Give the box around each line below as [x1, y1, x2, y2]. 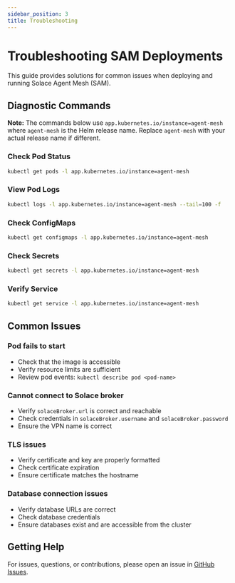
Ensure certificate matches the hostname [17, 471, 139, 480]
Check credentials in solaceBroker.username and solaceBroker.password [17, 415, 229, 423]
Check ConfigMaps [7, 218, 76, 228]
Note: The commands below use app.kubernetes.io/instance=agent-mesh [7, 118, 223, 127]
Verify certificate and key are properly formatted [17, 456, 160, 465]
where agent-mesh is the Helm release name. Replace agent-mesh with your [7, 126, 226, 135]
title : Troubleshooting [7, 17, 78, 24]
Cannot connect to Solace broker [7, 390, 124, 400]
